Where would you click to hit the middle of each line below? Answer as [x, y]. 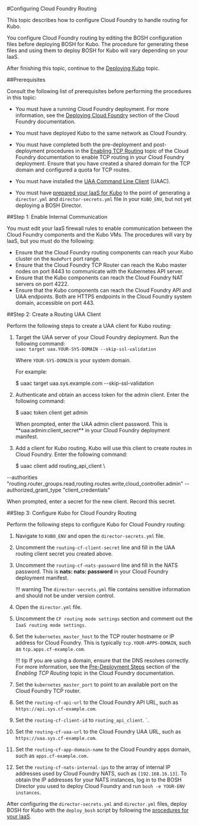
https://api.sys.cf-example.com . [56, 709]
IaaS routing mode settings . [51, 625]
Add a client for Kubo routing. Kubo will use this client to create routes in [103, 448]
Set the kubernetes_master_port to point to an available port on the [97, 685]
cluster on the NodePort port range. [58, 259]
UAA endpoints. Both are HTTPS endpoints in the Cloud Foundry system [103, 296]
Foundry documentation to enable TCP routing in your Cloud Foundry [100, 157]
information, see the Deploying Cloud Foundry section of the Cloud [97, 115]
